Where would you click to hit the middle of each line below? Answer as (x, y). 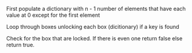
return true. (21, 45)
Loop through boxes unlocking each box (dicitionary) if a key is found (93, 27)
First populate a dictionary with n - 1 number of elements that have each (96, 9)
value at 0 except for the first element (53, 15)
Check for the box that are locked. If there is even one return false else (94, 38)
